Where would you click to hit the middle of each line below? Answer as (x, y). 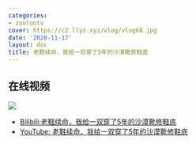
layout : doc (28, 45)
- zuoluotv (26, 23)
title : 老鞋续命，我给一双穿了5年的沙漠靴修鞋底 (78, 52)
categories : (28, 15)
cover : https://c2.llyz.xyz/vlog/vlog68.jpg (83, 30)
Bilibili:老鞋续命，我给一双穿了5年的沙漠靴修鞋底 (98, 121)
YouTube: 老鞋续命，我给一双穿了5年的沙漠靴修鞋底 (104, 131)
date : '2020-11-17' (40, 38)
